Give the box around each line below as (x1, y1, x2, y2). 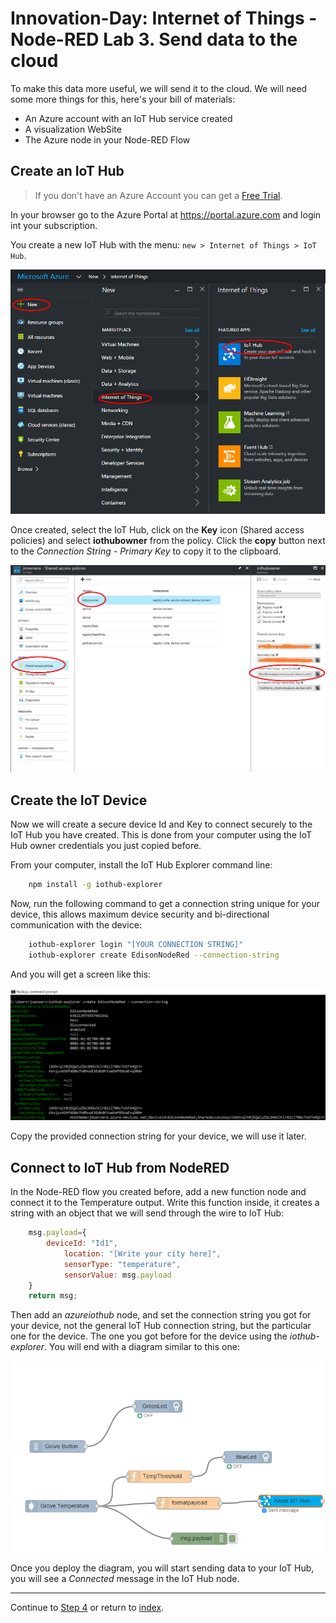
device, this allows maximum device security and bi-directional (10, 908, 270, 921)
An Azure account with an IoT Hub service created (24, 112, 233, 124)
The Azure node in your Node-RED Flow (24, 133, 191, 146)
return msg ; (28, 1291, 78, 1301)
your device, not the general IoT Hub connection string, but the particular (10, 1320, 312, 1332)
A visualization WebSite (24, 123, 122, 135)
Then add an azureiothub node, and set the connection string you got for (10, 1309, 312, 1321)
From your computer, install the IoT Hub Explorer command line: (10, 859, 273, 871)
